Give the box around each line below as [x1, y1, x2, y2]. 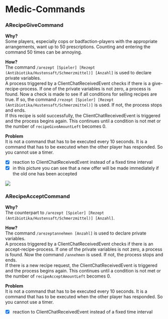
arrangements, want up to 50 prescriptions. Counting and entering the [5, 44, 151, 50]
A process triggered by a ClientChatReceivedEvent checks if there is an [5, 241, 153, 247]
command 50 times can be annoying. [5, 49, 82, 55]
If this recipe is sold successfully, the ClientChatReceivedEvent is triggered [5, 113, 161, 119]
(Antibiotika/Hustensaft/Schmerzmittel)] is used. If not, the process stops [5, 102, 162, 108]
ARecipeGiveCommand [5, 22, 64, 29]
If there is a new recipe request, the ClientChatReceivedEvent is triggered [5, 262, 157, 268]
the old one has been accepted [12, 170, 77, 176]
